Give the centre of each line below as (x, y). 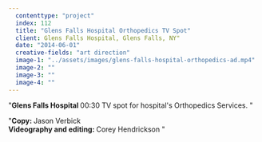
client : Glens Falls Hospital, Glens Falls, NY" (98, 38)
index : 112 (34, 23)
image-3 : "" (36, 75)
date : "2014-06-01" (48, 45)
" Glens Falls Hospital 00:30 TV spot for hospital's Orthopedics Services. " (131, 105)
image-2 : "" (36, 68)
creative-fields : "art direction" (73, 53)
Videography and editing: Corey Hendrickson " (87, 129)
